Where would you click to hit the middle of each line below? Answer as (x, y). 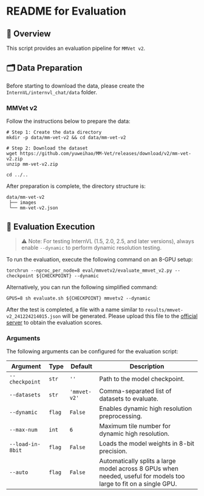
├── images (22, 203)
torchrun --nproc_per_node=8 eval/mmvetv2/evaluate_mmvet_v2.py (89, 270)
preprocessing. (121, 416)
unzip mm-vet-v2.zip (32, 164)
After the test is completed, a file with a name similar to (75, 309)
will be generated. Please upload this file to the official (130, 316)
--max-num (23, 430)
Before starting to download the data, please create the (75, 86)
